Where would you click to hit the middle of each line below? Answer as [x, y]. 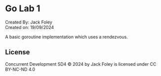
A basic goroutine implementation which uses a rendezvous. [67, 37]
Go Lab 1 [23, 9]
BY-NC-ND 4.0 [20, 69]
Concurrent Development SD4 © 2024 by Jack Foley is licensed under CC [81, 64]
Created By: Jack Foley [29, 22]
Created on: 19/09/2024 [30, 27]
